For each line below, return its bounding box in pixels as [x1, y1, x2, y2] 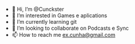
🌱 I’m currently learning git [11, 18, 77, 25]
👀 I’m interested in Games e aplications [11, 12, 108, 19]
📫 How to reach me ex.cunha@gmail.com [11, 32, 116, 38]
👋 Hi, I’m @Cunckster [11, 6, 64, 12]
